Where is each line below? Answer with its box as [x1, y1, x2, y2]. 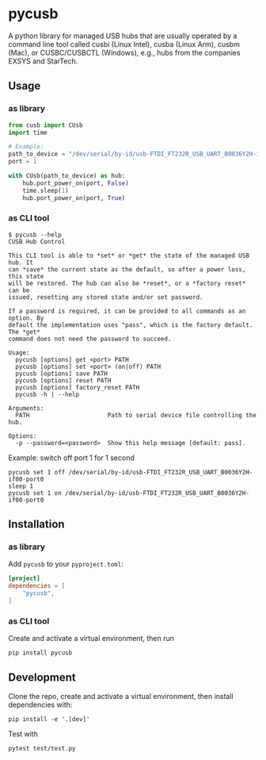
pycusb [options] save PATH [15, 370, 108, 378]
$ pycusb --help [8, 231, 62, 239]
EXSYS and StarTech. [8, 56, 78, 66]
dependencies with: [8, 700, 73, 710]
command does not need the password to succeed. [8, 335, 172, 343]
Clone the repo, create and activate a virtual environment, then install [8, 692, 234, 701]
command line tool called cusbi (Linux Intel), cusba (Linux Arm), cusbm [8, 39, 240, 48]
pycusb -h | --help [15, 390, 80, 398]
